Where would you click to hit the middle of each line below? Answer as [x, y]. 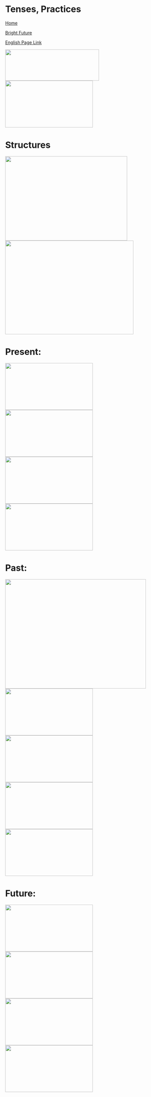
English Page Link [23, 42]
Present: [23, 352]
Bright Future [19, 32]
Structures [28, 145]
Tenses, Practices [43, 9]
